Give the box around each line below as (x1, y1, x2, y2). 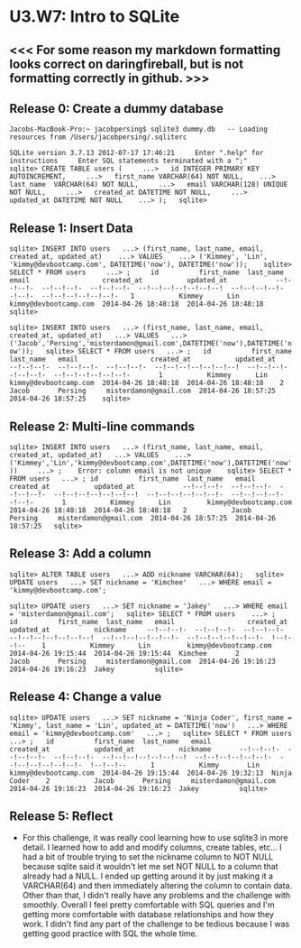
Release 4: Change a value (9, 689, 162, 704)
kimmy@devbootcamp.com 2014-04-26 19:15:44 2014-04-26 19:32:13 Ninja (9, 769, 293, 778)
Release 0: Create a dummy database (9, 101, 223, 116)
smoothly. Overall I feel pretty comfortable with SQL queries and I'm (22, 899, 275, 910)
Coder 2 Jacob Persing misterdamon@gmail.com (9, 776, 277, 786)
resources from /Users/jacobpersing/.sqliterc (9, 133, 187, 142)
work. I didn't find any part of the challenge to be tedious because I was (22, 918, 290, 930)
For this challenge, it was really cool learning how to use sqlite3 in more (22, 833, 288, 843)
